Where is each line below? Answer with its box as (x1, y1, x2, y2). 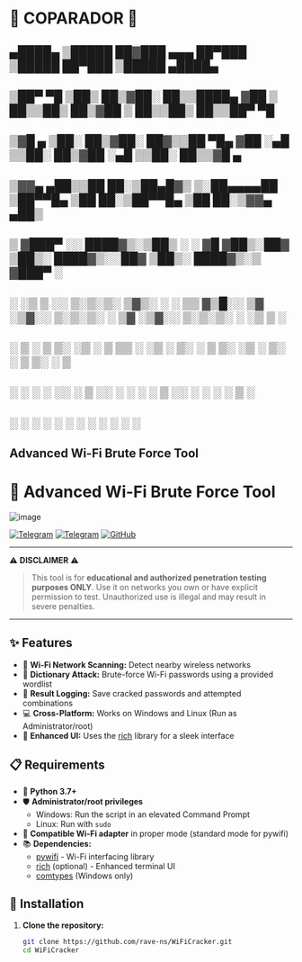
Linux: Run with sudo (35, 818, 111, 829)
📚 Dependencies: (22, 838, 92, 849)
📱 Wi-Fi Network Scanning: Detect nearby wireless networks (22, 659, 252, 670)
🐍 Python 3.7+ (22, 786, 77, 796)
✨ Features (9, 635, 73, 651)
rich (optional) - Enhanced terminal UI (35, 860, 175, 871)
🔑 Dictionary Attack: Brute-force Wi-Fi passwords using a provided (22, 669, 274, 679)
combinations (22, 697, 74, 708)
